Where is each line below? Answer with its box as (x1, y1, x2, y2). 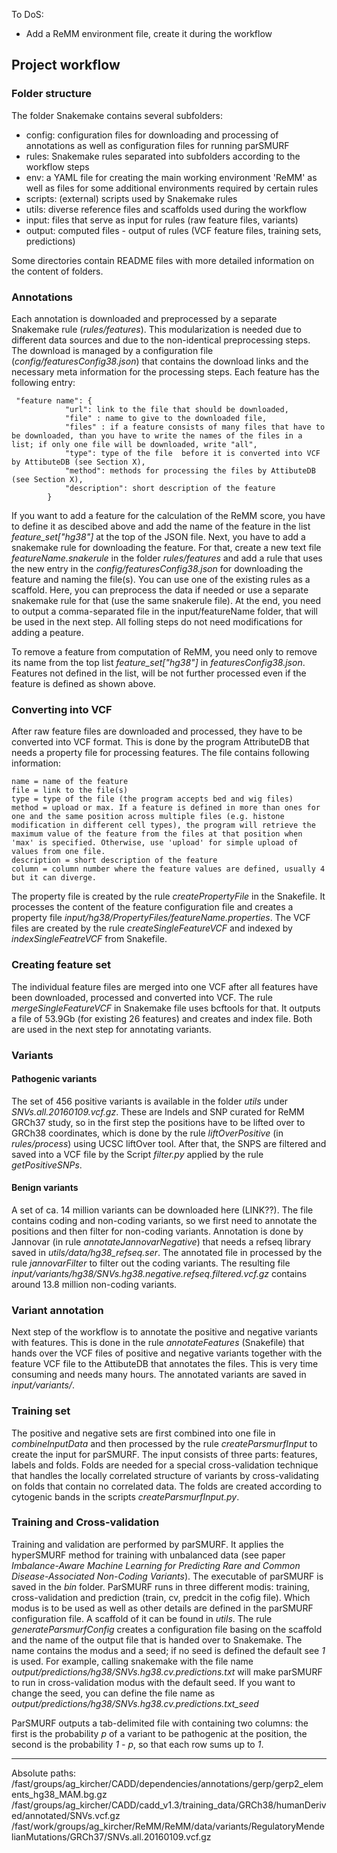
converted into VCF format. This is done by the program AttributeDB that (11, 736, 310, 748)
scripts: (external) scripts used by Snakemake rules (25, 192, 238, 204)
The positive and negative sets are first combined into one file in (11, 1427, 276, 1439)
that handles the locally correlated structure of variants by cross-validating (11, 1469, 319, 1481)
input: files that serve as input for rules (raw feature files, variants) (25, 214, 299, 226)
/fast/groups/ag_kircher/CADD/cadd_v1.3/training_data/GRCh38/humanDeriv (11, 1799, 327, 1811)
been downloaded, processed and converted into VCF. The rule (11, 991, 273, 1003)
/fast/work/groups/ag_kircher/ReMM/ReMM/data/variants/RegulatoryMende (11, 1820, 325, 1832)
